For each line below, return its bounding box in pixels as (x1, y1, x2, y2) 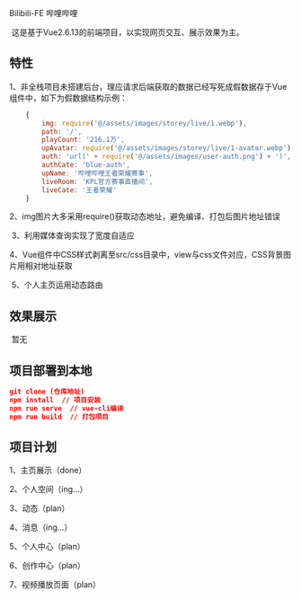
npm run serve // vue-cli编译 (9, 403, 124, 413)
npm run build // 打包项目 (9, 412, 110, 421)
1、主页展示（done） (9, 465, 87, 476)
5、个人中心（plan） (9, 542, 85, 552)
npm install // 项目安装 (9, 395, 102, 404)
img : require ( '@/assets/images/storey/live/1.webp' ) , (41, 119, 247, 128)
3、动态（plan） (9, 503, 70, 514)
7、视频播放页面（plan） (9, 579, 102, 590)
